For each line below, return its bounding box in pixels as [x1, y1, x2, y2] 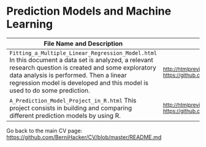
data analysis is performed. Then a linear [9, 71, 127, 79]
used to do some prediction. [9, 86, 90, 95]
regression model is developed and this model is [9, 78, 149, 87]
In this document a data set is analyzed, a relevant [9, 56, 153, 64]
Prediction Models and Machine [6, 4, 172, 18]
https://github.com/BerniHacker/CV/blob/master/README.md [6, 133, 162, 141]
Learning [6, 17, 53, 31]
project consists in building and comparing [9, 104, 132, 112]
